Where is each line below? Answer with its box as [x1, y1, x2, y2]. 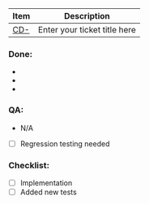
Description [63, 11, 111, 21]
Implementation [19, 178, 73, 188]
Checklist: [8, 159, 50, 171]
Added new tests [19, 187, 77, 197]
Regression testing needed [19, 138, 110, 149]
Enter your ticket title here [37, 24, 136, 35]
